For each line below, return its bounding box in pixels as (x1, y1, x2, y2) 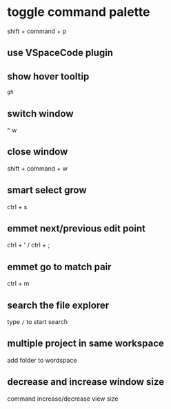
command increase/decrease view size (7, 394, 119, 403)
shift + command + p (7, 27, 67, 35)
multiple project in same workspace (7, 338, 164, 350)
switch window (7, 108, 74, 120)
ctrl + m (7, 279, 30, 287)
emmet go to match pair (7, 260, 112, 273)
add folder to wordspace (7, 356, 77, 364)
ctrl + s (7, 202, 28, 211)
